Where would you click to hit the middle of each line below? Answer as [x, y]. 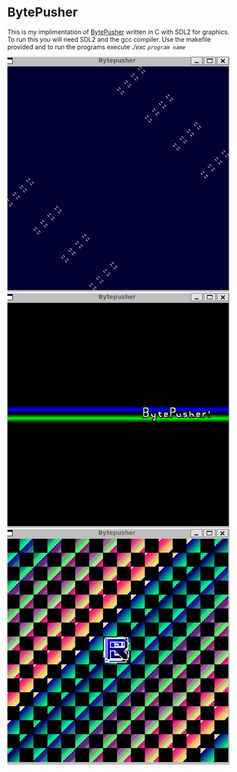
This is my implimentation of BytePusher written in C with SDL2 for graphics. [119, 32]
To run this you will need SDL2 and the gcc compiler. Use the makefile [109, 39]
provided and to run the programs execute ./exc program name [96, 47]
